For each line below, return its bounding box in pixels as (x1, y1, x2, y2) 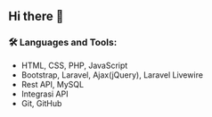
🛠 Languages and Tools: (8, 37, 118, 49)
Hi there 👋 (8, 9, 64, 24)
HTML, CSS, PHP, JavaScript (20, 60, 128, 71)
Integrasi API (20, 88, 69, 99)
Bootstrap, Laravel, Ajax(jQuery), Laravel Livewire (20, 69, 204, 80)
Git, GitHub (20, 97, 62, 108)
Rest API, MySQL (20, 79, 85, 89)
